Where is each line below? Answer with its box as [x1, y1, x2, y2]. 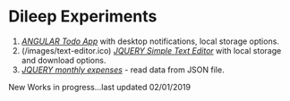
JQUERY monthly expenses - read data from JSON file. [21, 64, 225, 75]
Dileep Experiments [8, 6, 158, 27]
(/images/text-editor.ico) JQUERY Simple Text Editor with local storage [21, 45, 282, 55]
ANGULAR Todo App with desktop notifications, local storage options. [21, 36, 279, 46]
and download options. [21, 55, 107, 65]
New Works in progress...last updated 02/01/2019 [8, 81, 192, 92]
